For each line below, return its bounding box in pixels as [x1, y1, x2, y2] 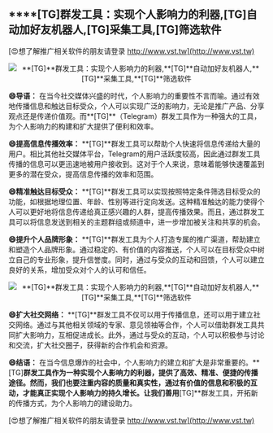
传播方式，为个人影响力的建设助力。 [15, 398, 136, 408]
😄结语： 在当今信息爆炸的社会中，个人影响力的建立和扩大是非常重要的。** [8, 357, 260, 367]
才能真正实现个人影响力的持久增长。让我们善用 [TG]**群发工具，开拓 [22, 387, 252, 397]
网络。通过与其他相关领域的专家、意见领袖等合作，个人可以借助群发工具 [15, 320, 258, 330]
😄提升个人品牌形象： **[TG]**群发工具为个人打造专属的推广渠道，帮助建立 [8, 234, 261, 244]
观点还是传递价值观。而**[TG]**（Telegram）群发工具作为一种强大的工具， [8, 111, 262, 120]
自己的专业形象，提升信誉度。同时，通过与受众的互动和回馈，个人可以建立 [15, 255, 265, 265]
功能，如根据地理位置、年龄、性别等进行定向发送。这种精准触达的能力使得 [8, 196, 258, 206]
